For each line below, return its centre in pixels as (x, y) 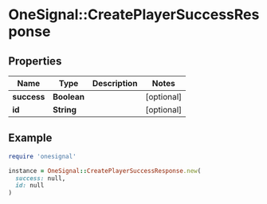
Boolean (69, 97)
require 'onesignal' (43, 156)
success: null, (41, 178)
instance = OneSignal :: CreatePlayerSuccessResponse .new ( (105, 171)
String (65, 110)
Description (115, 83)
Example (30, 138)
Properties (35, 61)
